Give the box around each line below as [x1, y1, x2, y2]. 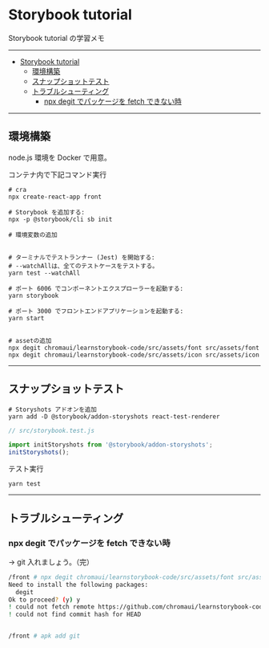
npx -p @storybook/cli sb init [8, 215, 113, 223]
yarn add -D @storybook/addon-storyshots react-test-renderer [8, 412, 220, 421]
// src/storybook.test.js [8, 426, 94, 434]
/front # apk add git [8, 632, 81, 640]
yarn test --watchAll [8, 269, 81, 277]
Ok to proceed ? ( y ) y [8, 596, 81, 604]
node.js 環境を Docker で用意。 [8, 153, 112, 162]
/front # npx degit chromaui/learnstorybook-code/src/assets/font [8, 573, 235, 581]
